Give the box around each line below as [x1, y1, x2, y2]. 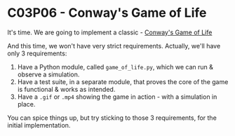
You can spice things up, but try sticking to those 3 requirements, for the [7, 114, 217, 122]
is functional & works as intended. [17, 85, 116, 93]
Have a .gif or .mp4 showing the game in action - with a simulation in [17, 93, 217, 101]
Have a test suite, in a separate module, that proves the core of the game [17, 77, 229, 86]
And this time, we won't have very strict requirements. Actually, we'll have [7, 41, 221, 50]
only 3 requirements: [7, 49, 67, 57]
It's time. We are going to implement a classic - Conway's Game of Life [7, 28, 213, 36]
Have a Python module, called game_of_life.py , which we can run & [17, 62, 214, 71]
